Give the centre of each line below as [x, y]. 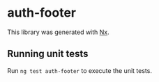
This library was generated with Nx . [58, 32]
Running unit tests [48, 54]
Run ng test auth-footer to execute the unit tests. [79, 70]
